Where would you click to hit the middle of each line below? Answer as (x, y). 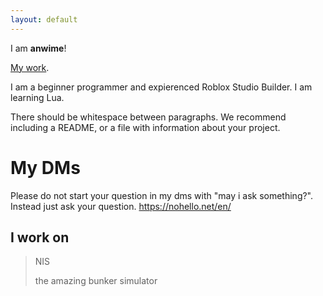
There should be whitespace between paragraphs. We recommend (148, 117)
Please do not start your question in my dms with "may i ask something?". (162, 195)
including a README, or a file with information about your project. (145, 127)
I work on (40, 237)
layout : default (44, 19)
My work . (30, 67)
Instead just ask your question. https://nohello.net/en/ (121, 206)
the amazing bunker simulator (96, 281)
